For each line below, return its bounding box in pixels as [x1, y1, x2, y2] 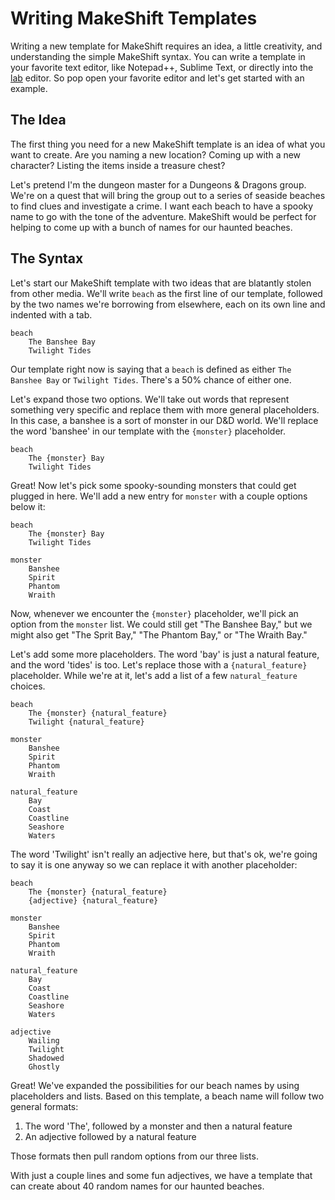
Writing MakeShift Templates [10, 7, 258, 30]
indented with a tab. [10, 308, 93, 321]
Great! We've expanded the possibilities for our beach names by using [10, 1079, 300, 1091]
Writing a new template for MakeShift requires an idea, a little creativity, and [10, 40, 323, 52]
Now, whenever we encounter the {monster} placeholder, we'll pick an [10, 607, 299, 619]
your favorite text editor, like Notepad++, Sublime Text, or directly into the [10, 61, 314, 73]
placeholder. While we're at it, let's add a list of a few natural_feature [10, 669, 298, 681]
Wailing [28, 1035, 60, 1046]
